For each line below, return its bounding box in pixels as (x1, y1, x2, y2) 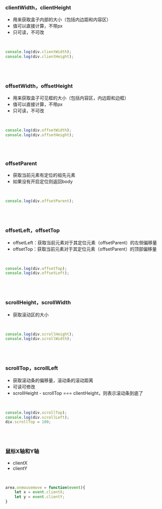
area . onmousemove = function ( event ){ (5, 485, 86, 490)
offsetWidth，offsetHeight (5, 82, 73, 89)
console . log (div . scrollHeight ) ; (5, 332, 74, 337)
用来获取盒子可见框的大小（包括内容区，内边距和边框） (12, 95, 129, 101)
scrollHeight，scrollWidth (5, 299, 71, 306)
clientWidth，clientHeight (5, 4, 71, 11)
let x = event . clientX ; (14, 490, 65, 495)
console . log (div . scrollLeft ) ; (5, 415, 70, 420)
